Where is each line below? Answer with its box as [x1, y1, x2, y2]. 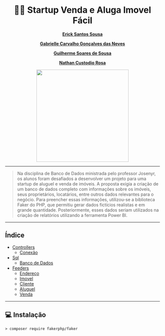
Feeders [12, 265, 29, 271]
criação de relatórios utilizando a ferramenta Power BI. [17, 212, 128, 218]
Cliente [19, 280, 34, 287]
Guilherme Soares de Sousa [54, 50, 111, 56]
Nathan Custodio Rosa [59, 60, 106, 65]
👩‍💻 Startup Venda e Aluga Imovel [14, 4, 151, 16]
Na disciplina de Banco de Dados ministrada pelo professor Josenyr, [17, 170, 156, 176]
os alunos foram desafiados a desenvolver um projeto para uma [17, 176, 146, 182]
